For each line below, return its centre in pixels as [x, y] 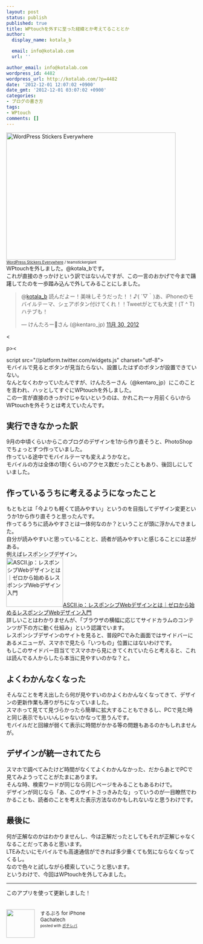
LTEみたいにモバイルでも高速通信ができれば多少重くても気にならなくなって [101, 851]
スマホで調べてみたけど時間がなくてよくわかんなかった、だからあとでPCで [100, 769]
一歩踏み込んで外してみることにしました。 [91, 283]
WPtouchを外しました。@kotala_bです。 [57, 268]
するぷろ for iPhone [63, 913]
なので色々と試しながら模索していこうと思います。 [69, 866]
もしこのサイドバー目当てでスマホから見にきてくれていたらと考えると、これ [101, 651]
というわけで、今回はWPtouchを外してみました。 [68, 874]
